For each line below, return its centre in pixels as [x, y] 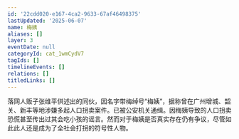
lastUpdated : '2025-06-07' [47, 21]
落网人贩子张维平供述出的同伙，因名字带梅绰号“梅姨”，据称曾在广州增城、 [116, 101]
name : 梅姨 [22, 27]
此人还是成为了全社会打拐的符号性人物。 [73, 128]
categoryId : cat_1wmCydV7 [46, 54]
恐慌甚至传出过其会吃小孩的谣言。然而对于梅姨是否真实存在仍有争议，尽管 [116, 119]
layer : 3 [20, 41]
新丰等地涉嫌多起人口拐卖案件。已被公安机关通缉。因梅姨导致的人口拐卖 [126, 110]
